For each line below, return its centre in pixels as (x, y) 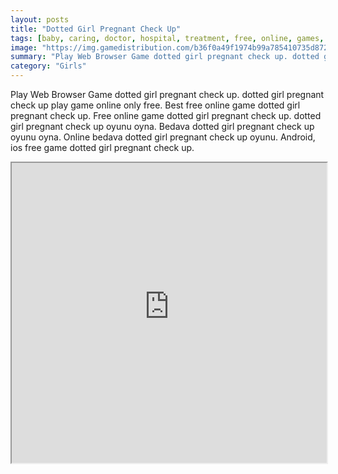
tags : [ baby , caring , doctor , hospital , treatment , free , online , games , (167, 38)
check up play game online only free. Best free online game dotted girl (155, 105)
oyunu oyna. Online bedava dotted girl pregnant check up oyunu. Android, (163, 137)
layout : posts (40, 19)
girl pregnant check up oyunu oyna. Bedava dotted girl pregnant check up (162, 126)
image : (24, 47)
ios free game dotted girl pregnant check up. (102, 147)
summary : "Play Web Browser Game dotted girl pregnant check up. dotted (165, 57)
